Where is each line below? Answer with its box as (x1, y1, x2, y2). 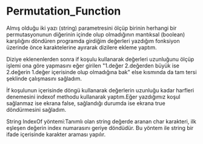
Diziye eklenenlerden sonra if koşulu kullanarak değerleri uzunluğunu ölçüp (6, 55, 195, 63)
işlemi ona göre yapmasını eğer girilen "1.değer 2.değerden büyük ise (6, 62, 180, 69)
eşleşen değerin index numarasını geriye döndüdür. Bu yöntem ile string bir (6, 124, 194, 131)
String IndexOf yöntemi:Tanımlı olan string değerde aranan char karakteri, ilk (6, 117, 197, 125)
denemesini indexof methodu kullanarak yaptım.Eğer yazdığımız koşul (6, 93, 181, 100)
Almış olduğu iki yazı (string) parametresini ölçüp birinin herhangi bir (6, 24, 177, 32)
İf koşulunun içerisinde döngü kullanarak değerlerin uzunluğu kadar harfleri (6, 86, 195, 94)
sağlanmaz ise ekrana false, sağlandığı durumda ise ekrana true (6, 99, 165, 107)
